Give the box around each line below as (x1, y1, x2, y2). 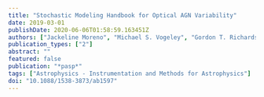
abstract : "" (8, 48, 51, 56)
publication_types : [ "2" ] (8, 41, 93, 48)
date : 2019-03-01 (8, 19, 65, 27)
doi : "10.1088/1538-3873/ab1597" (8, 77, 118, 84)
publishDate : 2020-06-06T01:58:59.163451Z (8, 26, 149, 34)
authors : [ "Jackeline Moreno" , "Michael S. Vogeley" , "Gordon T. (8, 33, 226, 41)
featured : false (8, 56, 61, 63)
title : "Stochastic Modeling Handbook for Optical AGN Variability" (8, 11, 237, 20)
